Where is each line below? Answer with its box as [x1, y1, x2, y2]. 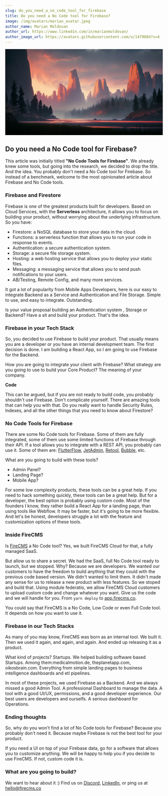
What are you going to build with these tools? [5, 457, 98, 463]
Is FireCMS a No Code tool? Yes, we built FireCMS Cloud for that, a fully [5, 543, 153, 549]
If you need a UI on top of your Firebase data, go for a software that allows [5, 745, 159, 751]
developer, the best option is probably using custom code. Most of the [5, 498, 150, 504]
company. [5, 372, 26, 378]
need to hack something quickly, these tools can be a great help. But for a [5, 492, 157, 498]
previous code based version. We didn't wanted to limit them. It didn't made [5, 573, 161, 580]
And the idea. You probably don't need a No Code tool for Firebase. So [5, 169, 151, 175]
